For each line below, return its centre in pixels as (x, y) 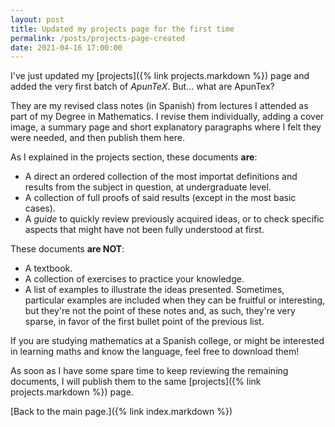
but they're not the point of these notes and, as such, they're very (160, 311)
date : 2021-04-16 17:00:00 (66, 47)
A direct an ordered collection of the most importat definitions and (161, 177)
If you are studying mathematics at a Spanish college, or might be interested (167, 341)
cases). (40, 208)
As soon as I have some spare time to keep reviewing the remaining (149, 371)
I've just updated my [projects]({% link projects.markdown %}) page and (160, 76)
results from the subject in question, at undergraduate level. (148, 187)
